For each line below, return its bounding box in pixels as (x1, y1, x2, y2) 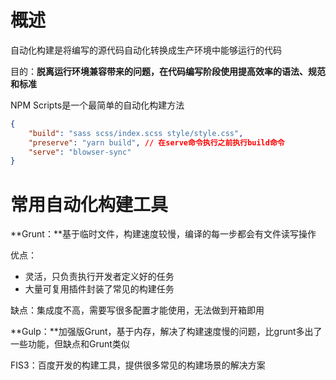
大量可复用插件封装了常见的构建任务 (24, 283, 175, 295)
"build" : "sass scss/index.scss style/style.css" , (28, 128, 244, 138)
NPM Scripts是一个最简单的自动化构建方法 (10, 99, 185, 111)
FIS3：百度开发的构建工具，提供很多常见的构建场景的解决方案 (10, 359, 266, 371)
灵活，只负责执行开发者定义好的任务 (24, 271, 175, 283)
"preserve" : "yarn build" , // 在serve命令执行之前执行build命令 (28, 137, 285, 148)
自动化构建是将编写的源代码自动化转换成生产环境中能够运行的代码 (10, 44, 282, 56)
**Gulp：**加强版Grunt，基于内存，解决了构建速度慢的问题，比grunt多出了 (10, 326, 323, 338)
